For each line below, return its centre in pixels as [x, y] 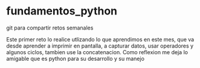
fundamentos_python [62, 11]
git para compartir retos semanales [50, 28]
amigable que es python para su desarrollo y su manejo [76, 58]
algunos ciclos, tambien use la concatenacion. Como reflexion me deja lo [97, 52]
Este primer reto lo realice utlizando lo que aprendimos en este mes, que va [100, 39]
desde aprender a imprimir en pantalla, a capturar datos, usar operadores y [100, 46]
